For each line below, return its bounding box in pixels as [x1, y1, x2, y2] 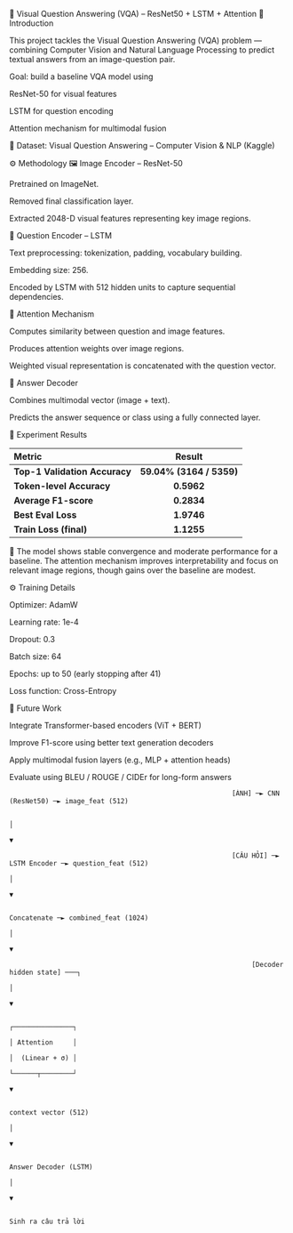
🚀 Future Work [9, 703, 62, 713]
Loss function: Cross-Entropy [9, 686, 117, 696]
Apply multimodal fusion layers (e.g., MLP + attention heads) [9, 754, 231, 765]
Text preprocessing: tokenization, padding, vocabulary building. [9, 247, 242, 258]
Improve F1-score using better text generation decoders [9, 737, 214, 747]
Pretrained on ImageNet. [9, 179, 99, 189]
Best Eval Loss [13, 509, 77, 520]
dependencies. [9, 292, 64, 302]
